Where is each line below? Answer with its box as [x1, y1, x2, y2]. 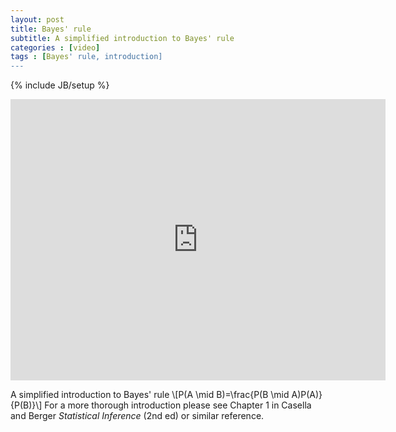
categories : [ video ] [10, 42, 101, 53]
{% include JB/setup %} [10, 79, 110, 91]
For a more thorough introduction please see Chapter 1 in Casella [44, 399, 312, 411]
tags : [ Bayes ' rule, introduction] [10, 52, 163, 62]
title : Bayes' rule [10, 24, 92, 34]
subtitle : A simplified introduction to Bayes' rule [10, 33, 235, 43]
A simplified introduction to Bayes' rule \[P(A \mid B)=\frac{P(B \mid [10, 389, 290, 401]
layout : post [10, 14, 65, 25]
